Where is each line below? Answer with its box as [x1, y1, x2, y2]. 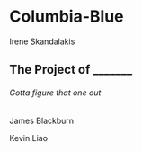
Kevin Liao [9, 132, 48, 143]
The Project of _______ [9, 62, 133, 77]
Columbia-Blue [9, 6, 124, 27]
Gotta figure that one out [9, 87, 102, 98]
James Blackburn [9, 115, 75, 126]
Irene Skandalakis [9, 36, 75, 47]
